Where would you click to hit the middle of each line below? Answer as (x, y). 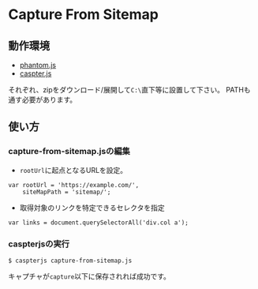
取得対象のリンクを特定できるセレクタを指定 (92, 208)
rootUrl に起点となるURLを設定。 (73, 170)
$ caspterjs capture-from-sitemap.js (70, 261)
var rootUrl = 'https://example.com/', (74, 185)
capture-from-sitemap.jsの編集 (69, 152)
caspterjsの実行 (39, 244)
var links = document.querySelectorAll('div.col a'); (99, 223)
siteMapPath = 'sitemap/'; (67, 192)
